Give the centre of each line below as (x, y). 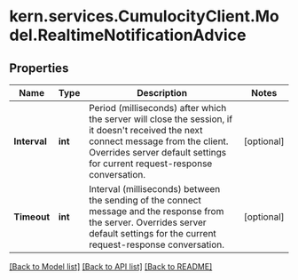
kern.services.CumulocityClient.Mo (144, 16)
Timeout (32, 217)
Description (162, 93)
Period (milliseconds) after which (157, 108)
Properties (39, 68)
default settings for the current (153, 233)
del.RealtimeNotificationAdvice (128, 35)
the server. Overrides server (147, 222)
